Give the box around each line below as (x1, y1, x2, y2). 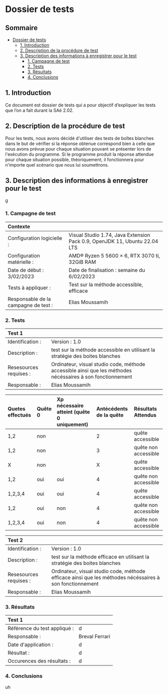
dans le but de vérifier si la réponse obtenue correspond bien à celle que (5, 141, 155, 147)
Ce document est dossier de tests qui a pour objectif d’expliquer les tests (5, 102, 156, 108)
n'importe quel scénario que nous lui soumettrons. (5, 162, 109, 168)
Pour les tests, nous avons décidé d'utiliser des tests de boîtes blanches (5, 135, 154, 141)
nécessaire (56, 402, 84, 409)
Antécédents (96, 405, 128, 412)
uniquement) (56, 421, 88, 428)
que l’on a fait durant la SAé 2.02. (5, 107, 74, 113)
